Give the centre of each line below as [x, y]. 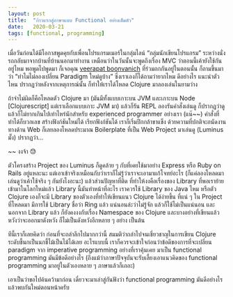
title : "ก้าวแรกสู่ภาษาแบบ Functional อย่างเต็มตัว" [71, 20]
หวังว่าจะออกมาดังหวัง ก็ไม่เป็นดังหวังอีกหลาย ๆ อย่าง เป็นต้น [77, 220]
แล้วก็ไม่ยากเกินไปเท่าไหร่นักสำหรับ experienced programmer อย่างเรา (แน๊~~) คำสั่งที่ [114, 114]
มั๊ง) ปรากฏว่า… [26, 137]
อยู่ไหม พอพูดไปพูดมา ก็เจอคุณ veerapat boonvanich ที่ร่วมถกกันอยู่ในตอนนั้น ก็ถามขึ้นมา [116, 69]
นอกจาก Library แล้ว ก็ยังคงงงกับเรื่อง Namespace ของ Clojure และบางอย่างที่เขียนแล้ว [114, 213]
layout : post [27, 14]
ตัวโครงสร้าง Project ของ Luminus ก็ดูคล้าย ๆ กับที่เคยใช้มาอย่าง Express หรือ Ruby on [114, 165]
